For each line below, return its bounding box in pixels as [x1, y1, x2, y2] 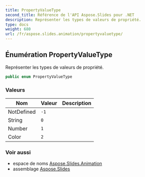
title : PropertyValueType [5, 7, 61, 13]
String [8, 116, 23, 123]
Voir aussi [5, 149, 31, 156]
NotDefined [8, 108, 36, 115]
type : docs [5, 22, 29, 27]
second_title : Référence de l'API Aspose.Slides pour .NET [5, 12, 135, 17]
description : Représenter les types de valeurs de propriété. [5, 17, 141, 22]
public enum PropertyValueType [5, 74, 72, 79]
